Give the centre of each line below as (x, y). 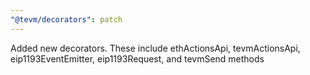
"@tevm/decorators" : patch (66, 19)
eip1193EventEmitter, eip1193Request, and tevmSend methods (137, 58)
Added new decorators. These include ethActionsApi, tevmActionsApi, (155, 48)
